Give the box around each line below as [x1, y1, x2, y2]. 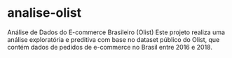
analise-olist [7, 5, 82, 21]
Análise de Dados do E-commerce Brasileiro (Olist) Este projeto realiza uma [7, 28, 226, 36]
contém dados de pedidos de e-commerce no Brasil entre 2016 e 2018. [7, 43, 212, 51]
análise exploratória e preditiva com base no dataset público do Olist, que [7, 35, 220, 43]
